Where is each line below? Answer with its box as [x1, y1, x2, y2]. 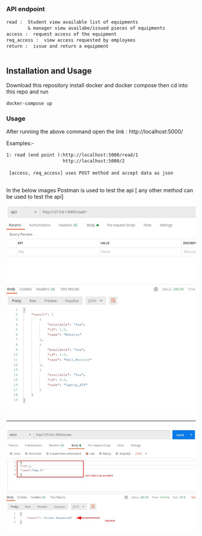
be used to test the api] [6, 193, 64, 201]
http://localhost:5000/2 [63, 158, 125, 164]
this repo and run [6, 88, 49, 95]
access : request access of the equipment [6, 31, 117, 37]
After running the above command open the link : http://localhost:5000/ [6, 128, 183, 136]
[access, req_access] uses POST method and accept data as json [8, 170, 173, 176]
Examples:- [6, 140, 35, 147]
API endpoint [6, 5, 45, 13]
